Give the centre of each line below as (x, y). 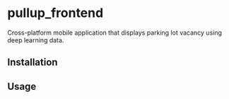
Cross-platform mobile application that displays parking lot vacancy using (115, 33)
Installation (33, 63)
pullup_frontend (55, 13)
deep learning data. (36, 40)
